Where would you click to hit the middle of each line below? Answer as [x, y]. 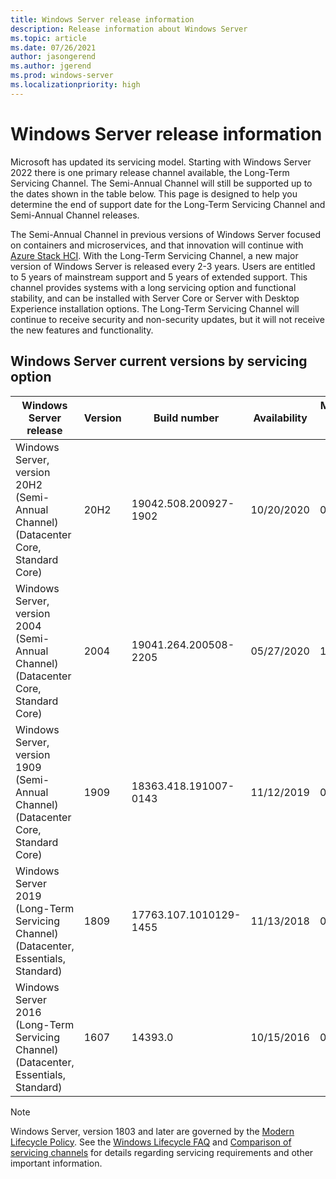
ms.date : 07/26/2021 [53, 47]
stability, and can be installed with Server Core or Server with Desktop [155, 298]
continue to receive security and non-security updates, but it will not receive [167, 319]
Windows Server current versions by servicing [159, 361]
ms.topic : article [48, 38]
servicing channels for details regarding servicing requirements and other [162, 1152]
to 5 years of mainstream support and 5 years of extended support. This [159, 277]
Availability [280, 418]
